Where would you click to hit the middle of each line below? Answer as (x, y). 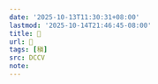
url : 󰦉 (21, 42)
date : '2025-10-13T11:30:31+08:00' (75, 17)
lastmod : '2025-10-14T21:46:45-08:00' (80, 25)
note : (19, 66)
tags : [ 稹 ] (29, 50)
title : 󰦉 (25, 33)
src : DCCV (27, 58)
